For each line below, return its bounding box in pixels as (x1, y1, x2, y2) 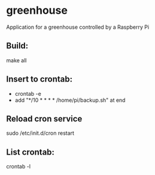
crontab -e (14, 90, 42, 97)
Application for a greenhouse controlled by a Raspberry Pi (6, 23, 150, 31)
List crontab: (6, 147, 55, 157)
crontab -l (6, 163, 31, 170)
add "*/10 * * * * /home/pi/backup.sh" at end (14, 96, 126, 104)
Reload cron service (6, 113, 83, 123)
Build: (6, 41, 29, 51)
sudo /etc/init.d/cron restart (6, 129, 75, 137)
